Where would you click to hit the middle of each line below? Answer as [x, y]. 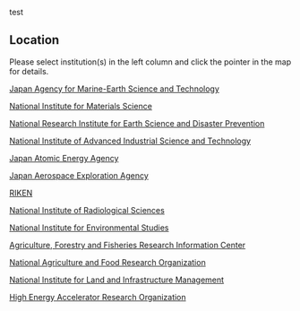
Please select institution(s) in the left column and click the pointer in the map [150, 62]
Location [34, 40]
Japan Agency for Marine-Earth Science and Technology [114, 89]
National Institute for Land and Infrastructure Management [117, 280]
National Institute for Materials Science [81, 106]
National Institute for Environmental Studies [89, 228]
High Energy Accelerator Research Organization [98, 297]
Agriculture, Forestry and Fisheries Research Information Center [128, 245]
